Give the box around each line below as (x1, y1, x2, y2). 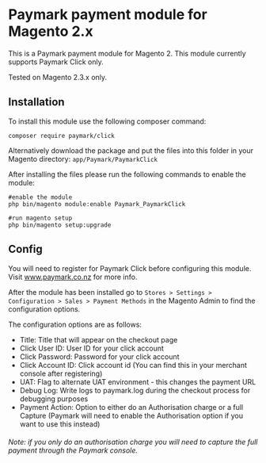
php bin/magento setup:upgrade (8, 220, 112, 229)
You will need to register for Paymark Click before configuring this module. (8, 263, 252, 273)
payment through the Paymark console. (8, 446, 139, 455)
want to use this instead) (19, 419, 101, 429)
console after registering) (19, 369, 103, 378)
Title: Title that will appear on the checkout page (19, 335, 178, 344)
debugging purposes (19, 394, 89, 404)
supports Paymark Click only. (8, 57, 104, 67)
